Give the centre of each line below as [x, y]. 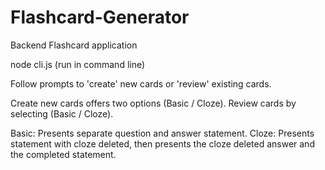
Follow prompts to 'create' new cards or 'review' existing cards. [141, 83]
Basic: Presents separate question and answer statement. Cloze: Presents [162, 133]
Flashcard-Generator [100, 17]
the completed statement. [63, 154]
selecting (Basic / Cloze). [62, 113]
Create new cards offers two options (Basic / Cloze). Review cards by [153, 103]
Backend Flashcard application [74, 45]
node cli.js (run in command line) [78, 64]
